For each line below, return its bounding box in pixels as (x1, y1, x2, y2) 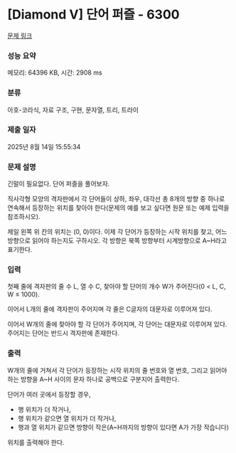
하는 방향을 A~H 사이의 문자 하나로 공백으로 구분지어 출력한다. (7, 375, 180, 383)
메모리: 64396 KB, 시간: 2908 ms (7, 68, 102, 77)
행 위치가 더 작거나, (17, 405, 71, 413)
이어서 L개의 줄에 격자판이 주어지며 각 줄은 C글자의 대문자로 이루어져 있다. (7, 305, 213, 314)
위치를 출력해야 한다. (7, 438, 65, 447)
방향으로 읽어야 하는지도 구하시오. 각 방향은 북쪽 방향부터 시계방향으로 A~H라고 (7, 236, 227, 245)
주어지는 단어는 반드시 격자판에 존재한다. (7, 329, 119, 338)
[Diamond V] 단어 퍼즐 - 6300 (7, 6, 180, 23)
